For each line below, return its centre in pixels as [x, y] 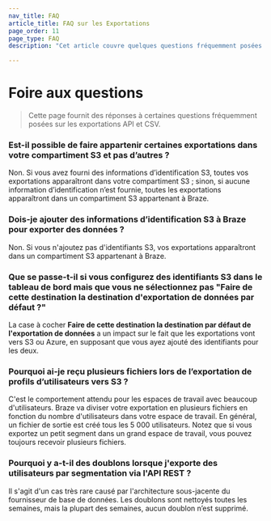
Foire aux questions [76, 93]
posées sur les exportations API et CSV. [94, 124]
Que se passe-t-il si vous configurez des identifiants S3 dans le [135, 277]
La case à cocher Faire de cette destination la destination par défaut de [130, 324]
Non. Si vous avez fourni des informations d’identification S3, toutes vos [129, 173]
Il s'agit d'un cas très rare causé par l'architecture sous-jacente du [119, 491]
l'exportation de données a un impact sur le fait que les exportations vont [132, 333]
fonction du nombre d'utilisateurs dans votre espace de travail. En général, [133, 417]
